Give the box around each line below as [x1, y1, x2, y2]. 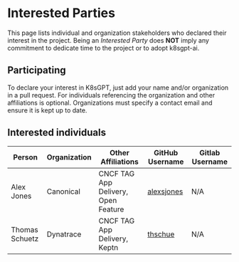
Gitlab [198, 147, 221, 157]
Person [13, 152, 38, 162]
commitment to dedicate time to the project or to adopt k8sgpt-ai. [7, 43, 200, 52]
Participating [7, 64, 66, 76]
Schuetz [11, 234, 39, 243]
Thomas [11, 224, 38, 234]
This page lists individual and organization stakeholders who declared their [7, 28, 227, 37]
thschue [147, 229, 175, 239]
